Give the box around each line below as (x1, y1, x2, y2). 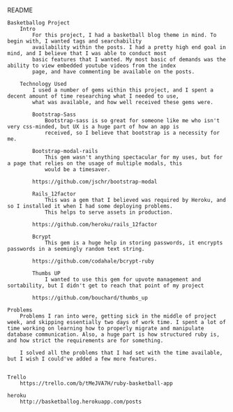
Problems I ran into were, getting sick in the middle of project (20, 313, 217, 320)
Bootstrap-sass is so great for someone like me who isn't (44, 117, 220, 124)
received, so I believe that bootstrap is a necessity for (44, 129, 220, 136)
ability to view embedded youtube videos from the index (7, 62, 176, 69)
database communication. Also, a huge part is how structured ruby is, (7, 331, 220, 338)
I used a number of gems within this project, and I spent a (32, 87, 214, 94)
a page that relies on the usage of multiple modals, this (7, 160, 183, 167)
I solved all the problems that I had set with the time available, (20, 349, 223, 356)
